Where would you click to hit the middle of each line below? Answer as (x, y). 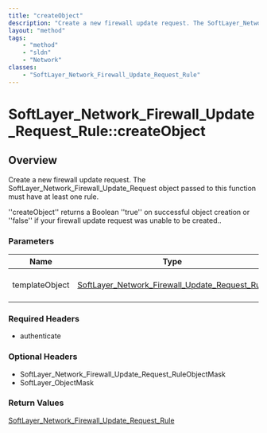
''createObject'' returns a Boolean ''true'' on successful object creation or (129, 212)
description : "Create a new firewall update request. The (106, 23)
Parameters (31, 241)
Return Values (36, 403)
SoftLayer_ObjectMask (56, 382)
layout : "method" (37, 30)
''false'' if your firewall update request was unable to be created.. (115, 220)
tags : (17, 38)
